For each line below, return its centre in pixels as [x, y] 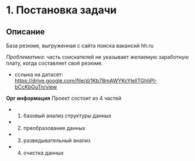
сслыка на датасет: [39, 74]
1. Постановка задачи [61, 10]
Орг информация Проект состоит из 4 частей [64, 98]
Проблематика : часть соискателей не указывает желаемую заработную [97, 57]
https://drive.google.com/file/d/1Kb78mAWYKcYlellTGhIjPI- [86, 80]
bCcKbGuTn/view [36, 87]
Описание [25, 32]
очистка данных [44, 153]
